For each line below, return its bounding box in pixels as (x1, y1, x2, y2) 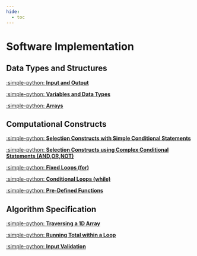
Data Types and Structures (6, 63, 108, 73)
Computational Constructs (6, 119, 107, 129)
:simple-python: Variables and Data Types (6, 90, 111, 98)
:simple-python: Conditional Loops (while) (6, 175, 111, 183)
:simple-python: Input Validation (6, 243, 86, 250)
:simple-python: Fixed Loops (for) (6, 164, 90, 171)
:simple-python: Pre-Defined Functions (6, 187, 104, 194)
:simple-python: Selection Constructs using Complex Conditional (6, 146, 169, 153)
